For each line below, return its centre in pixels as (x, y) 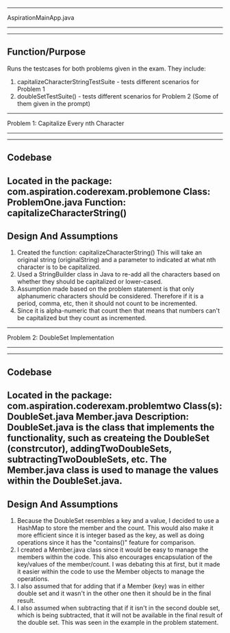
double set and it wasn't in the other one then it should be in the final (114, 593)
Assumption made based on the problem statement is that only (105, 289)
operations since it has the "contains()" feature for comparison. (106, 542)
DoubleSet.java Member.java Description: (98, 417)
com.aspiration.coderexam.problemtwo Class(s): (115, 406)
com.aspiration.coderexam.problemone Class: (109, 191)
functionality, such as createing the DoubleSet (108, 438)
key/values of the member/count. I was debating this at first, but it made (118, 564)
